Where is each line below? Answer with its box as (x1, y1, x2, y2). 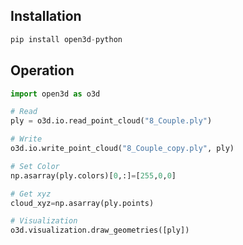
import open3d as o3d (10, 89, 101, 99)
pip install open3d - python (10, 34, 123, 44)
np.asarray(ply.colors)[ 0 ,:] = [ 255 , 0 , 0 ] (10, 170, 177, 181)
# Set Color (10, 161, 60, 171)
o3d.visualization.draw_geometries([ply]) (10, 225, 190, 236)
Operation (10, 62, 75, 79)
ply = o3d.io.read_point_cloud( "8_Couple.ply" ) (10, 116, 213, 126)
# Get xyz (10, 189, 52, 199)
